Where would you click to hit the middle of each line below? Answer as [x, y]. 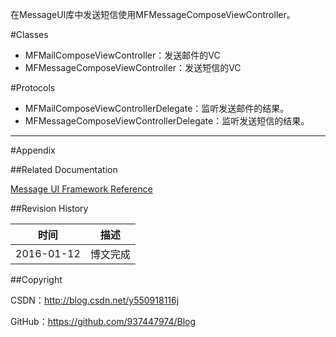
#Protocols [33, 87]
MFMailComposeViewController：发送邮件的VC [122, 55]
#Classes [29, 34]
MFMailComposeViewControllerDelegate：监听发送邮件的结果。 [157, 108]
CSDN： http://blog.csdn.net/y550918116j [95, 300]
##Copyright [36, 279]
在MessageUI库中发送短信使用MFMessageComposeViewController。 [153, 14]
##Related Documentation [64, 169]
